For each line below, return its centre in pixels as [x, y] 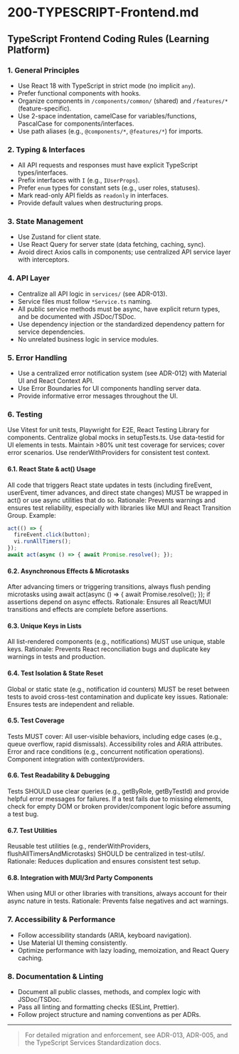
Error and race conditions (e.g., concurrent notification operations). [106, 751]
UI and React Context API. [56, 381]
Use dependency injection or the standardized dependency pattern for [121, 324]
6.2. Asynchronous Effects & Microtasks [68, 571]
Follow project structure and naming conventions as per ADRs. [109, 1014]
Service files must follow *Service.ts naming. [85, 301]
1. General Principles [43, 70]
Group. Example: [32, 515]
